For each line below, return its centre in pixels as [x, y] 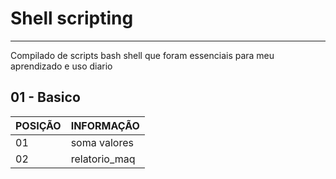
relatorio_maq [103, 159]
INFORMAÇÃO [105, 125]
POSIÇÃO [38, 125]
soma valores [102, 142]
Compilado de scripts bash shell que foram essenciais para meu [142, 55]
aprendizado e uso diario [61, 66]
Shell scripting [72, 18]
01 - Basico [45, 97]
